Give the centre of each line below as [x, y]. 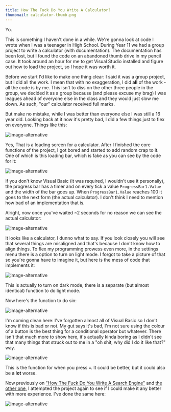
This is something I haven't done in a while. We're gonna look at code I [80, 40]
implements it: [20, 265]
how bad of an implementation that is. [45, 203]
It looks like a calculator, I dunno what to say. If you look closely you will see [85, 238]
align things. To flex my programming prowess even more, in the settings [82, 249]
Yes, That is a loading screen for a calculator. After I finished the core [78, 145]
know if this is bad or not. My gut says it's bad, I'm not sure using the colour [85, 326]
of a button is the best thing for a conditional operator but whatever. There [83, 331]
